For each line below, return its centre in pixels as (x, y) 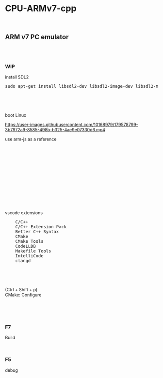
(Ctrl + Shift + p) (21, 290)
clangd (23, 261)
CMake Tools (29, 241)
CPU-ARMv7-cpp (41, 8)
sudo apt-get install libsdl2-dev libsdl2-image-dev (69, 86)
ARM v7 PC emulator (37, 37)
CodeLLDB (26, 246)
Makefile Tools (33, 251)
